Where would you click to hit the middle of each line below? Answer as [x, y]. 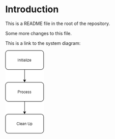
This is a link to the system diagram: [43, 43]
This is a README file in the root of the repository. [58, 23]
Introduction [32, 9]
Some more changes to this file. [39, 33]
